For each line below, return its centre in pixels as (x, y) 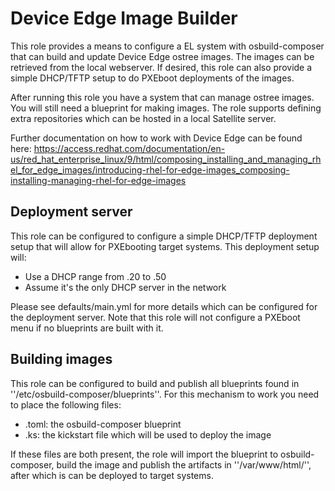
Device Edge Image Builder (124, 18)
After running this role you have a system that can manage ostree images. (162, 97)
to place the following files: (66, 404)
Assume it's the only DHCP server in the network (125, 287)
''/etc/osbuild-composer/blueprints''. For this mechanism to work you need (165, 394)
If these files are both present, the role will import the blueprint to (144, 454)
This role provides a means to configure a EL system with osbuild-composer (167, 46)
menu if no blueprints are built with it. (87, 328)
